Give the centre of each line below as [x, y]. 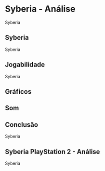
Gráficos [18, 92]
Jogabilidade [25, 65]
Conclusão [22, 125]
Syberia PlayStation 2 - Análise [52, 152]
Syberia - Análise [40, 9]
